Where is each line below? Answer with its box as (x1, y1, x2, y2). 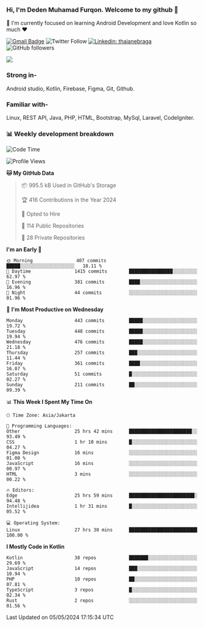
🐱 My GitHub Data (6, 169, 55, 177)
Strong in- (6, 71, 37, 79)
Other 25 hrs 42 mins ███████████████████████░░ (6, 428, 198, 435)
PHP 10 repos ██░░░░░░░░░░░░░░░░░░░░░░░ (6, 576, 198, 582)
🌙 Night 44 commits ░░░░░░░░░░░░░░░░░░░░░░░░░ (6, 290, 198, 296)
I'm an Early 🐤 (6, 246, 42, 253)
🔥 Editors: (6, 487, 35, 494)
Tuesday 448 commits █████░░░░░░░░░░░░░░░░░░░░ (6, 328, 198, 335)
